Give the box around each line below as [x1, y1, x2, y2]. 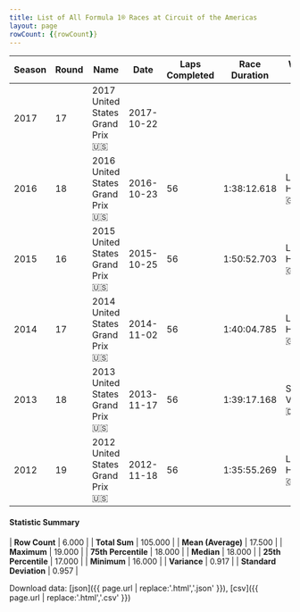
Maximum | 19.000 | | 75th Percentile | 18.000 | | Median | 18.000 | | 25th [9, 546, 281, 557]
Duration [230, 69, 270, 81]
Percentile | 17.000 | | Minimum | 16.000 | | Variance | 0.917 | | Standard [9, 556, 277, 566]
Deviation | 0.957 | [9, 565, 79, 576]
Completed [166, 69, 215, 81]
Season [13, 63, 47, 76]
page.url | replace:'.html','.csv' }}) [9, 591, 131, 603]
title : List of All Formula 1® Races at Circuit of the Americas [9, 13, 257, 22]
